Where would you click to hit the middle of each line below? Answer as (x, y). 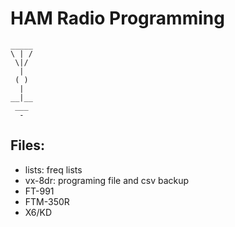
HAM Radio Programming (117, 18)
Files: (27, 145)
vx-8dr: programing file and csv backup (107, 180)
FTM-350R (47, 201)
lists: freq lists (53, 169)
